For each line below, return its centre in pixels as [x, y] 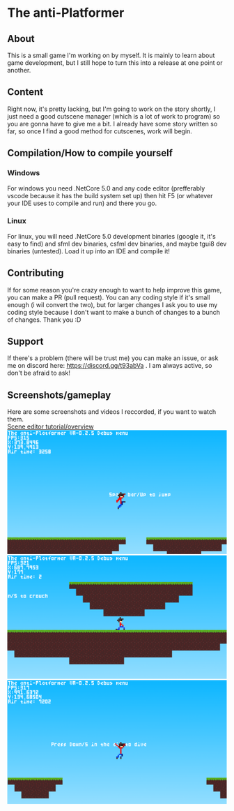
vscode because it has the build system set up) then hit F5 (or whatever [110, 195]
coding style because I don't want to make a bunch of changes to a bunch [114, 312]
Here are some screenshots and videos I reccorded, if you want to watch [112, 412]
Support [25, 341]
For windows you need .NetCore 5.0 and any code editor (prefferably [106, 188]
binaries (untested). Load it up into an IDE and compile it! [89, 251]
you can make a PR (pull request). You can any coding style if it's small [109, 297]
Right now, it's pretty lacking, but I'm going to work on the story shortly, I [111, 109]
